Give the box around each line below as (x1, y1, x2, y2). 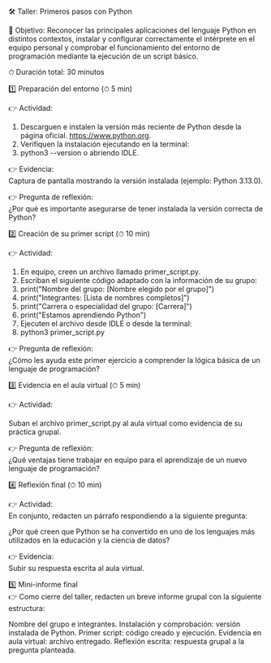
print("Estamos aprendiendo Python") (19, 310, 147, 320)
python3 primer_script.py (19, 328, 105, 337)
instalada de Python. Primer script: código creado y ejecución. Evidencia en (8, 628, 262, 637)
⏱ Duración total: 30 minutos (8, 68, 105, 76)
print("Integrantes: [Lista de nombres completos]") (19, 293, 190, 303)
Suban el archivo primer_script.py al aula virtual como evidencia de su (8, 418, 243, 428)
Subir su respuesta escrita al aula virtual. (8, 564, 144, 573)
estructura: (8, 604, 45, 613)
